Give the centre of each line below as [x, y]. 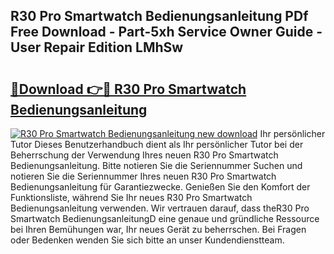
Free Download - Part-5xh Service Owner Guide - [166, 32]
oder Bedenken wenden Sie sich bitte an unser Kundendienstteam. [147, 240]
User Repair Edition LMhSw [97, 47]
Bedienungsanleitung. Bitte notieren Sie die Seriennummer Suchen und [156, 165]
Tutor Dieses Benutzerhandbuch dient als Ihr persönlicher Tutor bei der [157, 144]
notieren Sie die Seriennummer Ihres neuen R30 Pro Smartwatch [143, 176]
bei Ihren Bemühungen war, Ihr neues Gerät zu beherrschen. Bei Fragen [158, 229]
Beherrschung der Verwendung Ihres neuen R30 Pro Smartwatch [144, 155]
